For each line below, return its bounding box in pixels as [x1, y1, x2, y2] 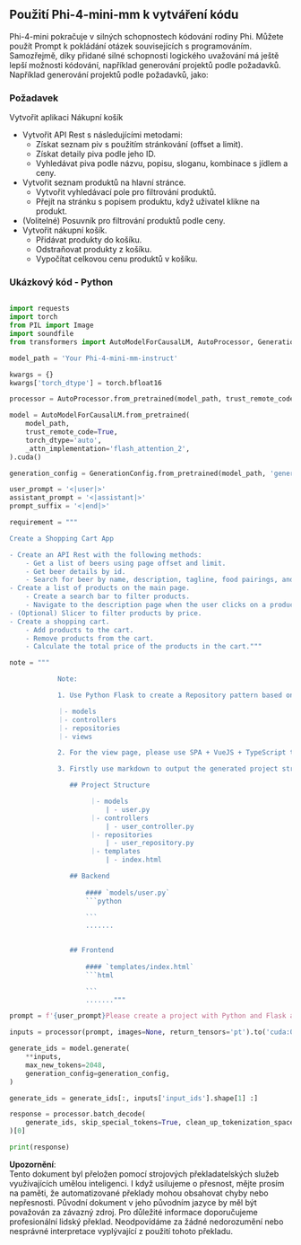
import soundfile [9, 330, 74, 339]
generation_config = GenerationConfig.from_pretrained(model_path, [9, 469, 267, 478]
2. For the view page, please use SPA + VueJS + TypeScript [56, 748, 287, 757]
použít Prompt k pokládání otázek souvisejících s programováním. [9, 40, 253, 51]
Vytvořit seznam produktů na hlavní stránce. [21, 177, 186, 188]
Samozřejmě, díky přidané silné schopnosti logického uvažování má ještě [9, 49, 279, 61]
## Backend [69, 871, 110, 881]
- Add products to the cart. [25, 625, 134, 634]
